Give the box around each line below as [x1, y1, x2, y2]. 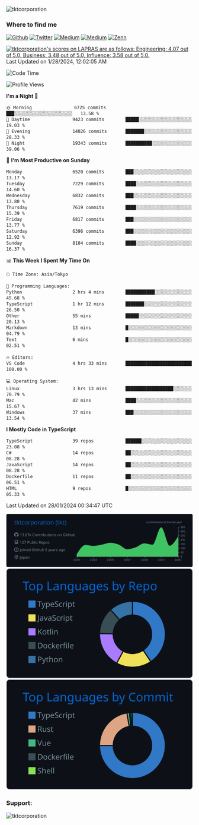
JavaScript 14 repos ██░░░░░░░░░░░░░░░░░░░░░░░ [6, 462, 192, 468]
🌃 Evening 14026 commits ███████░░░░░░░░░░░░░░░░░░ [6, 128, 192, 135]
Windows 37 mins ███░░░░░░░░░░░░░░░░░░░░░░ [6, 410, 192, 416]
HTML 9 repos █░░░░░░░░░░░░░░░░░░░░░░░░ [6, 486, 192, 492]
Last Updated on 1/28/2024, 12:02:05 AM [6, 58, 107, 65]
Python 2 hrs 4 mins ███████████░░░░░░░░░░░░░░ [6, 289, 192, 295]
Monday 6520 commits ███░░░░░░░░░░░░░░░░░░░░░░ [6, 169, 192, 175]
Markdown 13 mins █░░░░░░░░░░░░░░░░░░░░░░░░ [6, 325, 192, 331]
